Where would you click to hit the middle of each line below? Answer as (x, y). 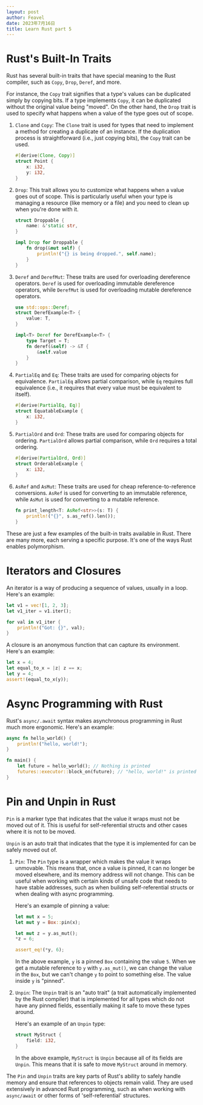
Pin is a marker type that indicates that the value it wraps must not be (93, 818)
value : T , (38, 319)
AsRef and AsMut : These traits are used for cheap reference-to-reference (105, 487)
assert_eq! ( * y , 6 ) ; (40, 950)
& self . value (52, 352)
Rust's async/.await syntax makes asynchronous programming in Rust (94, 720)
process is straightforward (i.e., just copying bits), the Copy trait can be (103, 138)
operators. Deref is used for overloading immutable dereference (95, 283)
